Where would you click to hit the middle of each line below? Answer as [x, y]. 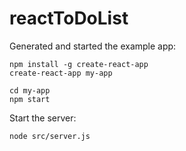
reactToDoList [69, 18]
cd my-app [30, 90]
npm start [30, 99]
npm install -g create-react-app [79, 64]
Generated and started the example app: [93, 46]
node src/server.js [50, 136]
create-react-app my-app [61, 73]
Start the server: [43, 118]
